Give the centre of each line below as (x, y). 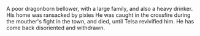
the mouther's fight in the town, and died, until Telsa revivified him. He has (100, 21)
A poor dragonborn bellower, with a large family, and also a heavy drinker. (100, 9)
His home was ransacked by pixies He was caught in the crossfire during (98, 15)
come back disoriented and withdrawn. (56, 28)
